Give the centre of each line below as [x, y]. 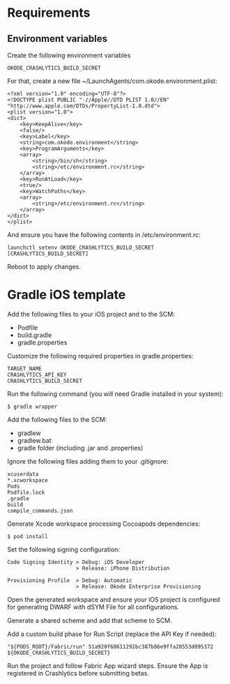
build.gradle [34, 335]
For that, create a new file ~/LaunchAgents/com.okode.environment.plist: [112, 81]
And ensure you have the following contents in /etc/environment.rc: [104, 235]
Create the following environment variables [69, 55]
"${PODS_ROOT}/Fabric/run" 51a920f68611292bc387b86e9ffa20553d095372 [110, 646]
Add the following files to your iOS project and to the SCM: [91, 314]
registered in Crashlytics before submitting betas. [78, 673]
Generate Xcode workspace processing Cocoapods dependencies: [104, 524]
